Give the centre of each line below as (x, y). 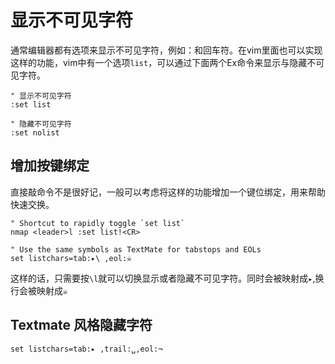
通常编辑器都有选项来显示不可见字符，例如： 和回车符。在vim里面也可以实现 (166, 50)
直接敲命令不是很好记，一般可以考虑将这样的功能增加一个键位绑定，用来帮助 (168, 192)
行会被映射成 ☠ (39, 290)
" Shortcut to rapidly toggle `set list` (98, 223)
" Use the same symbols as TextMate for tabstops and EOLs (136, 249)
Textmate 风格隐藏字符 (81, 325)
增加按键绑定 (50, 166)
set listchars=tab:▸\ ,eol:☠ (71, 258)
